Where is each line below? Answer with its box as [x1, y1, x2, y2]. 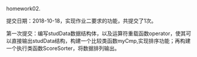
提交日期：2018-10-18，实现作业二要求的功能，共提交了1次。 [6, 17, 157, 24]
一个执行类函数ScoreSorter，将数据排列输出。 [6, 45, 120, 52]
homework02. [6, 5, 41, 12]
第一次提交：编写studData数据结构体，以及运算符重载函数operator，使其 [6, 30, 186, 37]
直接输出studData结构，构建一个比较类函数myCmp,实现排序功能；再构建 [11, 37, 191, 44]
